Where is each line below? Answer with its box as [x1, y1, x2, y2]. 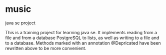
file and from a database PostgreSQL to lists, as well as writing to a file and [5, 35, 159, 41]
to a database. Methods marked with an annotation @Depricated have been [5, 40, 161, 46]
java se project [5, 20, 36, 26]
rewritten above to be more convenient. [5, 45, 86, 51]
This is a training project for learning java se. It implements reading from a [5, 29, 157, 35]
